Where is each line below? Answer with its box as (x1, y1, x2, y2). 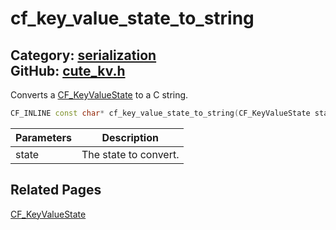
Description (101, 130, 159, 144)
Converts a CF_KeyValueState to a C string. (10, 89, 189, 101)
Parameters (15, 130, 72, 144)
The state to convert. (81, 147, 180, 161)
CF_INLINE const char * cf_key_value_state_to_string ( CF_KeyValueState (10, 108, 311, 118)
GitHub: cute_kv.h (10, 62, 126, 79)
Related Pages (10, 182, 102, 199)
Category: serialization (10, 47, 157, 64)
